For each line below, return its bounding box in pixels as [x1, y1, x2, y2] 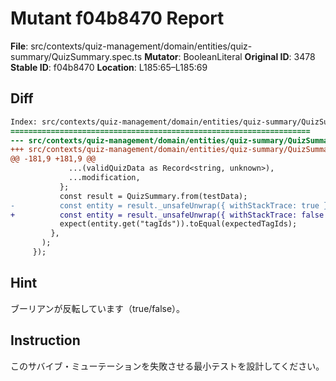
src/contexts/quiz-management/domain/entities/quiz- [30, 40, 253, 52]
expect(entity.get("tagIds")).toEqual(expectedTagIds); [59, 219, 298, 229]
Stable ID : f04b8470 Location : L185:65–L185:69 [10, 61, 208, 73]
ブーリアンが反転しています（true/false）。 [10, 302, 186, 314]
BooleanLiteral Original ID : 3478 [183, 50, 316, 62]
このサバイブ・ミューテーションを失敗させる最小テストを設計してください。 [10, 360, 325, 372]
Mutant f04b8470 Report [10, 7, 225, 30]
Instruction [10, 332, 81, 349]
